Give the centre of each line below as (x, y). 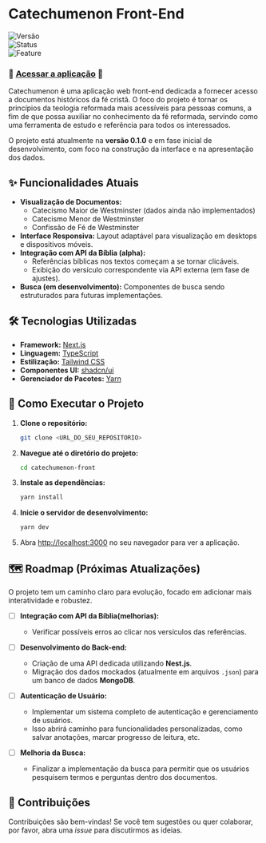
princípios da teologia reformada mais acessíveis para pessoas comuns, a (130, 108)
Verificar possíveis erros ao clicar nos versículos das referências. (139, 632)
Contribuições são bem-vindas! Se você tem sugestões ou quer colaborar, (131, 822)
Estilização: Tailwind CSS (62, 361)
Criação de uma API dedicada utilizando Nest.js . (112, 663)
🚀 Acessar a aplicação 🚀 (56, 74)
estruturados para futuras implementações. (91, 296)
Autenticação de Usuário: (64, 696)
